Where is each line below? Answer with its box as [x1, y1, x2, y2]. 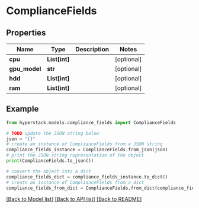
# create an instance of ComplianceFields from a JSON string [6, 141, 163, 147]
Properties [6, 28, 46, 38]
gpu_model [9, 65, 41, 73]
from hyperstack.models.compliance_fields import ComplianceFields [6, 119, 176, 125]
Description [75, 45, 110, 53]
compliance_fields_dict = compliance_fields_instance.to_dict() [6, 174, 168, 180]
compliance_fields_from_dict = [6, 185, 84, 191]
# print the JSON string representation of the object [6, 152, 145, 158]
